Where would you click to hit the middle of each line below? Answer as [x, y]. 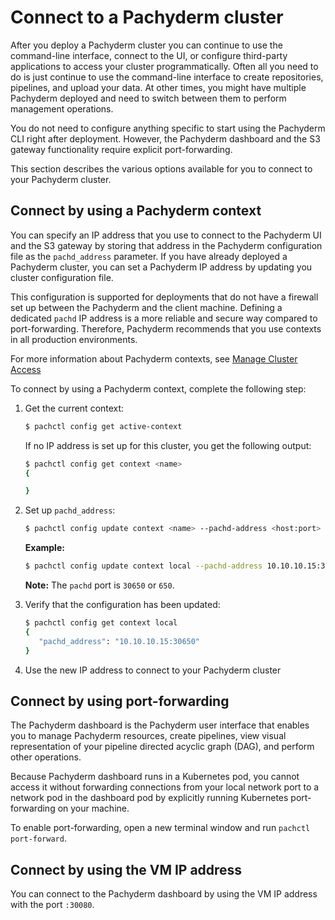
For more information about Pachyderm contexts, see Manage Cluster [154, 358]
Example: [44, 548]
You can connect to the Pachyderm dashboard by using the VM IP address [164, 894]
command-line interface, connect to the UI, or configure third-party [149, 55]
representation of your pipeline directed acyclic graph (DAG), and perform [162, 747]
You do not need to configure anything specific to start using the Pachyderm [168, 128]
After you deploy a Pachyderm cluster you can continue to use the [146, 45]
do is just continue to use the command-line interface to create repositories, [167, 77]
